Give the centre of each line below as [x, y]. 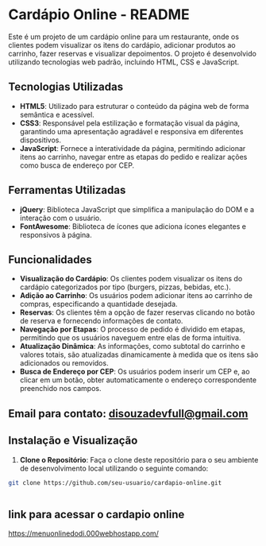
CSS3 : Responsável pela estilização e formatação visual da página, [130, 123]
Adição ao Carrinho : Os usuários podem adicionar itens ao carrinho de [136, 296]
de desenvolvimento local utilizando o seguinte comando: [114, 468]
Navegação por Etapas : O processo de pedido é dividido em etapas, [132, 329]
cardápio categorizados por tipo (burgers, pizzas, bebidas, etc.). [125, 287]
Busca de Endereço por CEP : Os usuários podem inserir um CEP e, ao [135, 372]
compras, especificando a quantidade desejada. [98, 304]
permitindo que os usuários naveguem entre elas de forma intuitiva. [130, 338]
